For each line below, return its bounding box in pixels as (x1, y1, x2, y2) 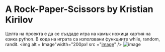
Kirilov (5, 14, 34, 25)
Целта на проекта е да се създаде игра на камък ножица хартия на (5, 30, 151, 36)
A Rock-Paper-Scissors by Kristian (5, 3, 153, 15)
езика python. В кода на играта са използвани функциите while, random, (5, 36, 160, 42)
